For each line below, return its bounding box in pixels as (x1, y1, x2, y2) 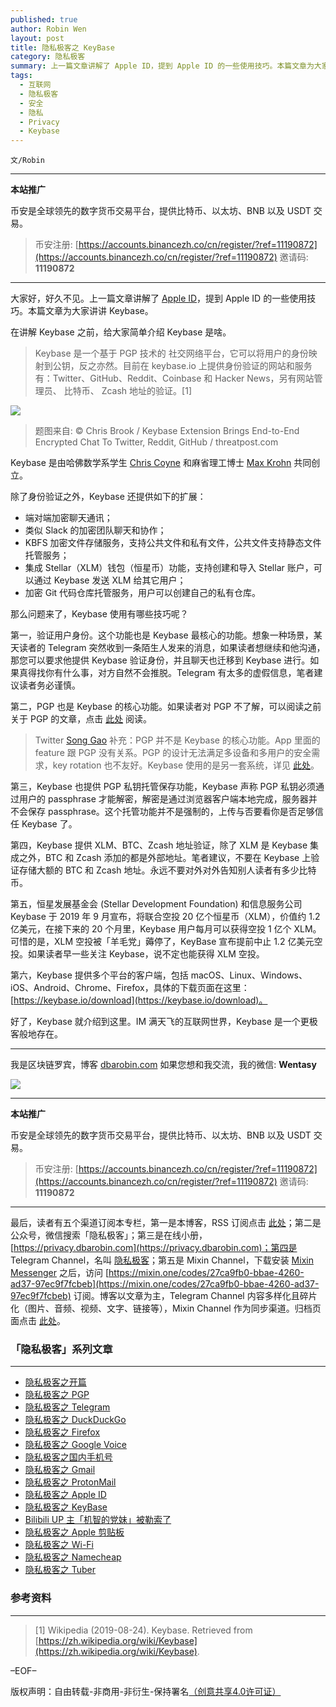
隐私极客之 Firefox (24, 1426, 101, 1438)
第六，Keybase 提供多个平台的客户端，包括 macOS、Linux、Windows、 (10, 969, 308, 981)
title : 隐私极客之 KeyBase (10, 42, 115, 53)
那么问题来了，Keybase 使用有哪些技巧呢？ (10, 608, 189, 620)
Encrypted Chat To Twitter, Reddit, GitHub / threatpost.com (34, 436, 279, 448)
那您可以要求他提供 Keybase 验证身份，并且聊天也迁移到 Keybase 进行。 (10, 654, 311, 666)
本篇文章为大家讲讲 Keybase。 (27, 305, 154, 317)
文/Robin (10, 156, 45, 166)
